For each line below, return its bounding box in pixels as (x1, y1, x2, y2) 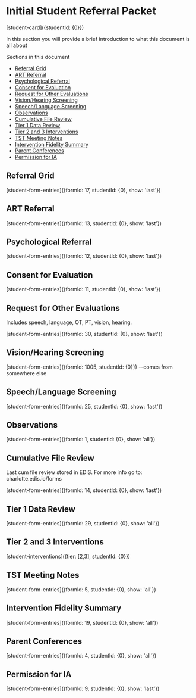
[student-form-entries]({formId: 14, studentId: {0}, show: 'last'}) (6, 487, 162, 494)
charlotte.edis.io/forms (6, 475, 62, 482)
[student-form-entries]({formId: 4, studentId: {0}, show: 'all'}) (6, 652, 156, 659)
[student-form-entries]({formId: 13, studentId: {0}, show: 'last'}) (6, 219, 162, 227)
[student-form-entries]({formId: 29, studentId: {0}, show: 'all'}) (6, 520, 160, 527)
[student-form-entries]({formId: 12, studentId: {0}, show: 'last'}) (6, 253, 162, 260)
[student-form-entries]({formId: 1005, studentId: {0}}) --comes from (6, 363, 173, 370)
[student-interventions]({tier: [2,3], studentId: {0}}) (6, 553, 131, 560)
